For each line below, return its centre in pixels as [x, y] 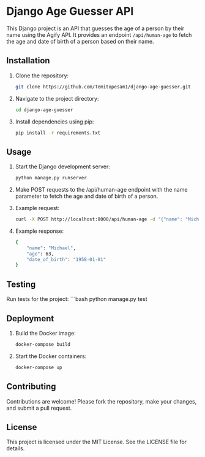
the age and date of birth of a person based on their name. [80, 41]
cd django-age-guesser [44, 110]
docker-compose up [39, 367]
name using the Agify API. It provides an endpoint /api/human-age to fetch [99, 34]
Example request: [37, 208]
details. [16, 448]
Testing [21, 284]
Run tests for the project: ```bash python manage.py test [77, 299]
